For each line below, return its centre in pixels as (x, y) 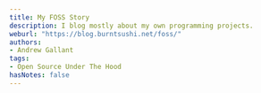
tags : (19, 58)
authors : (25, 42)
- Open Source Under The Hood (66, 67)
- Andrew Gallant (42, 50)
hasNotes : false (39, 75)
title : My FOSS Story (50, 17)
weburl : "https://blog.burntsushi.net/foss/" (95, 34)
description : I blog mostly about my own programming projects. (131, 26)
